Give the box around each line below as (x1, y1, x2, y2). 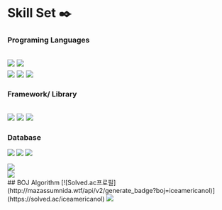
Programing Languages (7, 35, 90, 45)
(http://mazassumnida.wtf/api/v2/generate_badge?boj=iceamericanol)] (7, 187, 215, 195)
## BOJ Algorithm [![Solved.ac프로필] (7, 178, 116, 187)
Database (7, 132, 41, 142)
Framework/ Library (7, 89, 77, 99)
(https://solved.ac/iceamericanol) (7, 195, 105, 204)
